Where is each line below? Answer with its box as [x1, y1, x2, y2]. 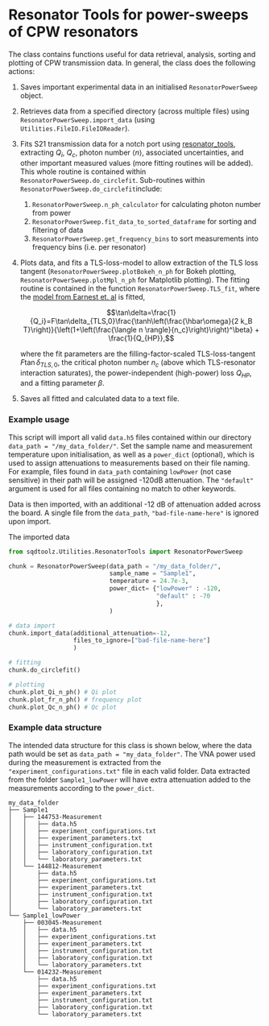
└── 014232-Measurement [23, 968, 103, 976]
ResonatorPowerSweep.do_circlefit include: [19, 184, 163, 193]
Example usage [8, 414, 70, 425]
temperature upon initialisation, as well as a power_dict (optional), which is [8, 449, 255, 459]
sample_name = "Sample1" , [109, 569, 197, 577]
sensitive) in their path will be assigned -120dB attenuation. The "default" [8, 475, 254, 485]
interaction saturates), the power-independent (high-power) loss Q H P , [19, 368, 252, 379]
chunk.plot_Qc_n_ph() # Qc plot [8, 703, 117, 711]
